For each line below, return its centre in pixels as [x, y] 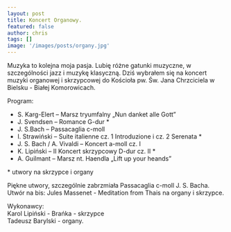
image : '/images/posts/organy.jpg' [59, 46]
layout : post [26, 14]
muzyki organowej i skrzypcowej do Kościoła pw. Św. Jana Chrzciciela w [111, 80]
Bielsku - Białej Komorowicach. [51, 88]
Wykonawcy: [26, 206]
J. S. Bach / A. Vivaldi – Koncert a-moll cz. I [79, 144]
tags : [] [20, 39]
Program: [20, 101]
